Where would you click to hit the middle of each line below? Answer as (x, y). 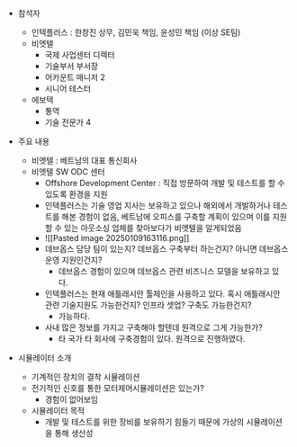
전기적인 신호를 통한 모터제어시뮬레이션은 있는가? (117, 388)
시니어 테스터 (68, 89)
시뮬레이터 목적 (58, 411)
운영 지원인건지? (73, 260)
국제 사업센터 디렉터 (80, 55)
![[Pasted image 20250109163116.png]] (117, 238)
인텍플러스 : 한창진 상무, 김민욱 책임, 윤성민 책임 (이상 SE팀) (136, 32)
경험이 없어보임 (72, 399)
